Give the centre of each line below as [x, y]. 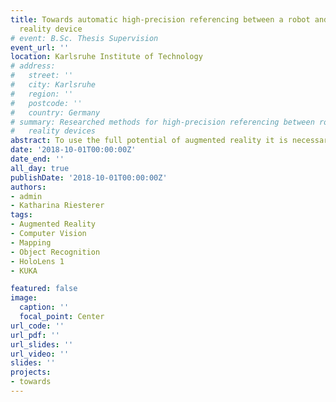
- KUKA [24, 271]
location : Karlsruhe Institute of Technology [106, 57]
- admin [26, 196]
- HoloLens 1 [37, 261]
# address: [33, 66]
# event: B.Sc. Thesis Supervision [84, 38]
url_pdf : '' [35, 335]
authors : [28, 187]
